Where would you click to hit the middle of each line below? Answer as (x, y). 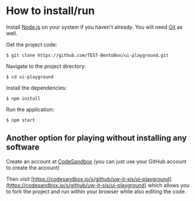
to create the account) (33, 168)
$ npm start (20, 120)
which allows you (169, 185)
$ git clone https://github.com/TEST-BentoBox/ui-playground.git (87, 55)
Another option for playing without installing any (97, 138)
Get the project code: (32, 45)
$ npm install (23, 98)
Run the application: (30, 109)
